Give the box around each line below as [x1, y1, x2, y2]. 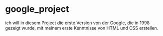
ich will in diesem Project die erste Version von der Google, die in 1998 [5, 20, 150, 26]
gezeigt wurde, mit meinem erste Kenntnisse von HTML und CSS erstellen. [5, 25, 159, 31]
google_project [5, 3, 69, 15]
